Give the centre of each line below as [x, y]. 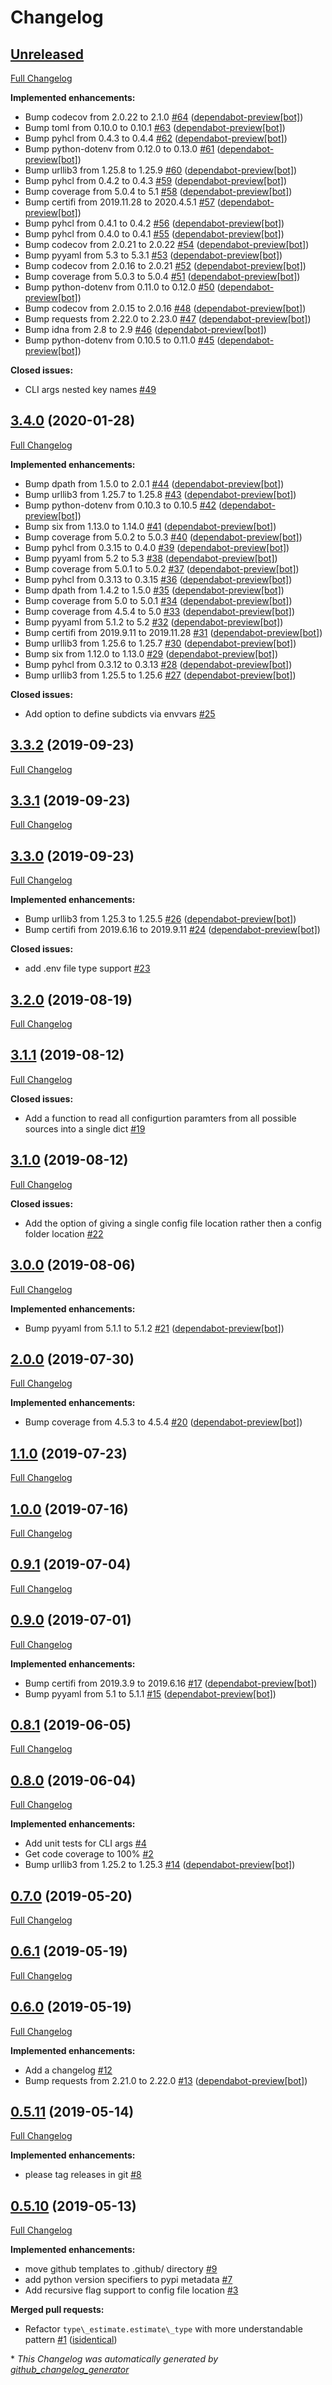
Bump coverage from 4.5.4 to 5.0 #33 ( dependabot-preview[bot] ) [159, 611]
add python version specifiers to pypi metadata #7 [128, 2280]
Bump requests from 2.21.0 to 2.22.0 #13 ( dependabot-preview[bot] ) [166, 2080]
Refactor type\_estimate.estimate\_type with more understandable [163, 2329]
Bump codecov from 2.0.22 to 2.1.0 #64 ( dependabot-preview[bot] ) [164, 117]
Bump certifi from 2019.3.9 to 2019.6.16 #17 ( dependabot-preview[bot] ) [171, 1683]
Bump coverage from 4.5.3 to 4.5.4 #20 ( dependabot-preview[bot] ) [163, 1422]
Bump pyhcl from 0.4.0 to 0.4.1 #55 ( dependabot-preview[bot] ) [154, 234]
